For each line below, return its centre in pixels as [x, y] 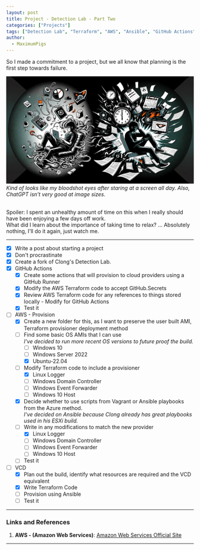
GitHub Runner [42, 282]
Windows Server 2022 [60, 354]
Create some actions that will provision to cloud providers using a [104, 275]
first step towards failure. [37, 68]
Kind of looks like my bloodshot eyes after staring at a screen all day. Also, [98, 188]
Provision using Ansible [52, 494]
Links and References [38, 522]
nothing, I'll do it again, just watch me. [53, 231]
